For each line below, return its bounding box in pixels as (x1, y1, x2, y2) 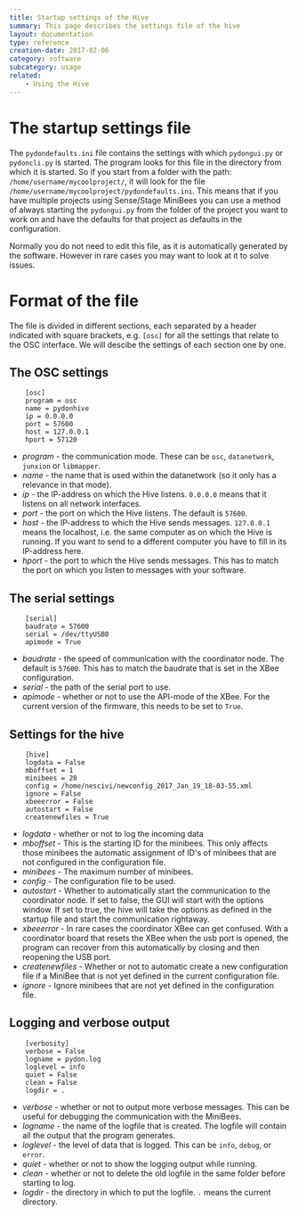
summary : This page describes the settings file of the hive (9, 21, 241, 30)
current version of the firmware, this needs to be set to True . (21, 701, 244, 712)
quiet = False (25, 1070, 77, 1080)
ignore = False (25, 789, 82, 798)
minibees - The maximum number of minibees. (21, 866, 194, 877)
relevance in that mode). (21, 479, 112, 491)
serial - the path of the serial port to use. (21, 682, 172, 692)
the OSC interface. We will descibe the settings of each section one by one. (9, 339, 286, 350)
